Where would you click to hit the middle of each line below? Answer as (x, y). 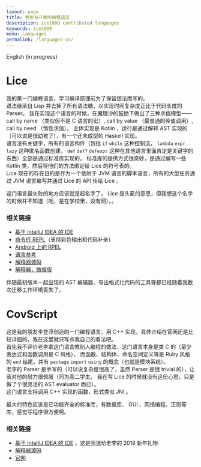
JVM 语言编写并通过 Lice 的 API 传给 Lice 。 (67, 180)
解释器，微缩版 (33, 270)
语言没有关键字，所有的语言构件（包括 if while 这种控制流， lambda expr (96, 143)
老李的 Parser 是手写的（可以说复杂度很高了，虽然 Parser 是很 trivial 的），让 (100, 369)
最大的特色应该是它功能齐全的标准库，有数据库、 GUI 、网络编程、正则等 (97, 405)
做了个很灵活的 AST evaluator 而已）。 (53, 384)
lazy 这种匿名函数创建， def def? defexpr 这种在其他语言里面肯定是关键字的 (100, 150)
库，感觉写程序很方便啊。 (38, 412)
